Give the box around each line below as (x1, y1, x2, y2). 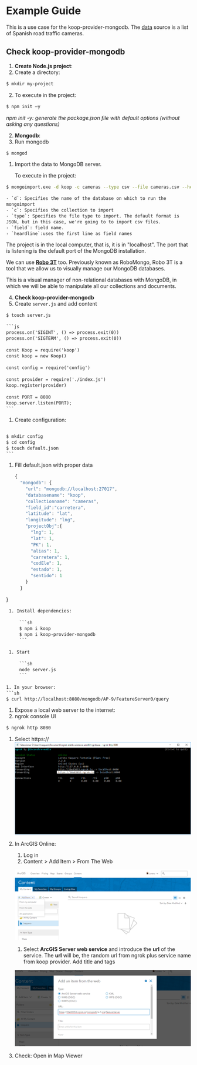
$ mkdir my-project (6, 81, 54, 86)
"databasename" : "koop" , (25, 492, 86, 498)
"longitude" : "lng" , (25, 517, 76, 523)
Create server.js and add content (14, 300, 97, 307)
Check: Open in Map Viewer (14, 1052, 83, 1059)
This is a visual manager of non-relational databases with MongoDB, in (6, 276, 177, 283)
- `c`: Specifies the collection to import (6, 207, 114, 213)
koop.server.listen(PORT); (6, 400, 72, 406)
